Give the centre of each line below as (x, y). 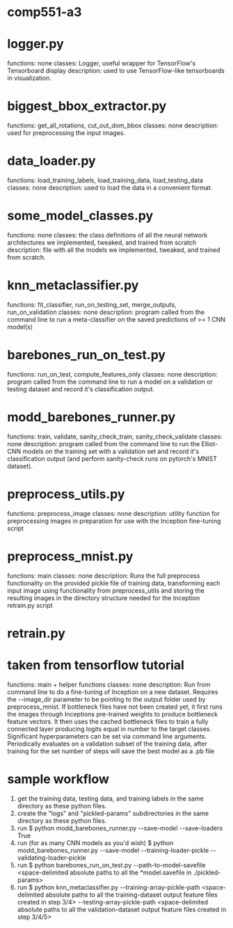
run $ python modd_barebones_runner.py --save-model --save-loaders (120, 828)
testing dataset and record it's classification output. (81, 389)
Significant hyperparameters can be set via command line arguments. (107, 736)
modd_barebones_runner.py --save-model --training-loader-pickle (113, 850)
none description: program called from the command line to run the (104, 443)
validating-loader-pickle (51, 858)
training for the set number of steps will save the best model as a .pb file (111, 751)
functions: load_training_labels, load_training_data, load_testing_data (105, 180)
